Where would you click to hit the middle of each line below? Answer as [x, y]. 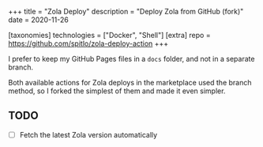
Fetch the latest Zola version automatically [88, 134]
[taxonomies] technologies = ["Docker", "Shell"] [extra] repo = [109, 35]
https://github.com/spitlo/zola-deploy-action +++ [88, 43]
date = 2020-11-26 [38, 20]
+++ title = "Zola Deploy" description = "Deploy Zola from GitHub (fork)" [126, 11]
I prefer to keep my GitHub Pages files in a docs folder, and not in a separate [131, 59]
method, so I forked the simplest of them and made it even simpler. [117, 91]
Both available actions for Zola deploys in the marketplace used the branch [130, 83]
